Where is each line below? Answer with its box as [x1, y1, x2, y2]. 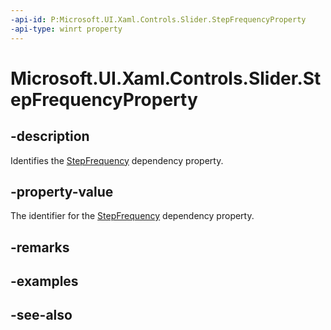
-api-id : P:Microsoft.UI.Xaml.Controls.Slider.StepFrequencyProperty [10, 14, 307, 25]
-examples [10, 273, 79, 290]
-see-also [10, 307, 73, 324]
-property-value [10, 183, 114, 200]
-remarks [10, 239, 70, 256]
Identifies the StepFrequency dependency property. [10, 154, 224, 166]
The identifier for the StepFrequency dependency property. [10, 210, 255, 222]
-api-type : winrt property [10, 24, 123, 34]
